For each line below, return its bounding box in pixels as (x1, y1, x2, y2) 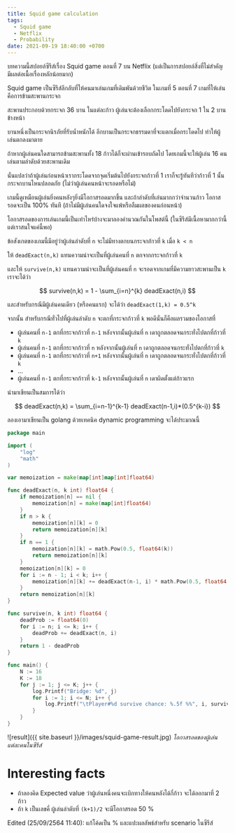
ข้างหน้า (7, 113, 25, 122)
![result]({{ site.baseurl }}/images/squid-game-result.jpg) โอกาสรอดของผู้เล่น (7, 732, 218, 741)
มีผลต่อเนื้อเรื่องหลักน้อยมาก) (7, 70, 73, 78)
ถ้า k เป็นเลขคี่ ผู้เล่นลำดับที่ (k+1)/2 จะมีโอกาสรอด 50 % (17, 804, 155, 813)
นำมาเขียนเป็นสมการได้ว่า (7, 388, 65, 396)
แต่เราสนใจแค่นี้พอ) (7, 223, 52, 231)
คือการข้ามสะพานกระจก (7, 92, 61, 100)
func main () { (7, 662, 49, 669)
